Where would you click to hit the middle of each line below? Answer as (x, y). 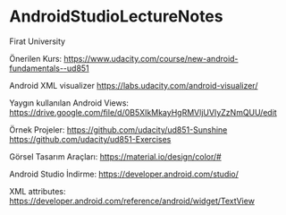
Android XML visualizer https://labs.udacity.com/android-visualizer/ (134, 85)
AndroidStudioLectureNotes (116, 17)
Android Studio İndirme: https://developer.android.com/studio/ (124, 174)
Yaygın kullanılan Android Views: (69, 103)
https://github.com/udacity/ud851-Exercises (90, 139)
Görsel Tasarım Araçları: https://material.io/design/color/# (115, 156)
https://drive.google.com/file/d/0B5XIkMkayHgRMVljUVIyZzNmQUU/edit (143, 112)
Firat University (37, 41)
